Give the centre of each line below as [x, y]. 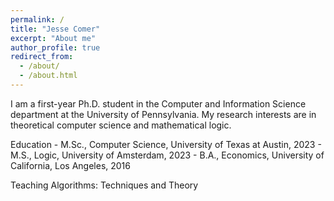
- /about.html [48, 76]
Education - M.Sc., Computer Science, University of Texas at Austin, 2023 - [166, 144]
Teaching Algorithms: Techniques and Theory [104, 185]
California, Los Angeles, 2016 [70, 165]
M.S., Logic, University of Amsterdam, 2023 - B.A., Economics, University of [167, 155]
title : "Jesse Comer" [55, 29]
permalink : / [37, 19]
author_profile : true [55, 47]
